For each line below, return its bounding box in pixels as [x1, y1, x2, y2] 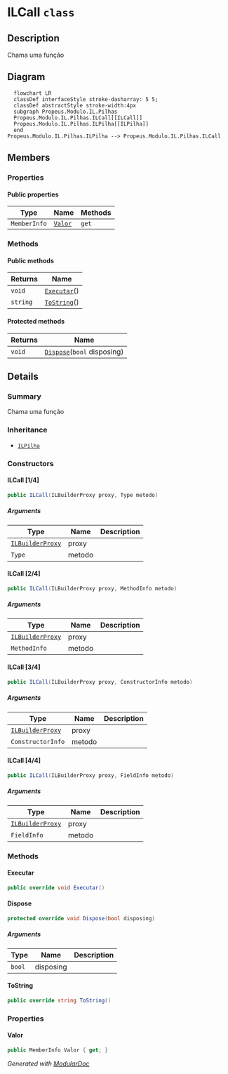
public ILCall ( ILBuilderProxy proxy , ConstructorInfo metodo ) [7, 678, 193, 685]
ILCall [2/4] [7, 569, 41, 578]
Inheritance [7, 425, 48, 435]
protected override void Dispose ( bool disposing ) [7, 915, 156, 922]
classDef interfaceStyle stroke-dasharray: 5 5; [13, 95, 159, 102]
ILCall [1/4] [7, 476, 40, 484]
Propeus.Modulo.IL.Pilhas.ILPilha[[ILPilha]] [13, 120, 149, 127]
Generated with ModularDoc [7, 1059, 90, 1068]
